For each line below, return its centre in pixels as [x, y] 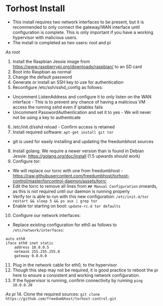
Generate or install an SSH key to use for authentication [68, 82]
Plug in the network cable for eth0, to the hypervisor [65, 265]
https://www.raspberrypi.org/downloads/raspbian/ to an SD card [77, 67]
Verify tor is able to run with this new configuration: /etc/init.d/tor [81, 196]
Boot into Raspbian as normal [42, 72]
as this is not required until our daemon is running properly [71, 191]
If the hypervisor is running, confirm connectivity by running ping [78, 280]
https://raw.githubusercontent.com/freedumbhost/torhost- [71, 176]
